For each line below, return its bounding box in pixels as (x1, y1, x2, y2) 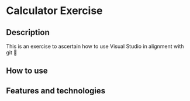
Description (6, 27, 50, 37)
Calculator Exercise (6, 4, 103, 18)
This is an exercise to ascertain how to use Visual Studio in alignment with (6, 43, 184, 50)
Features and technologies (6, 86, 106, 96)
